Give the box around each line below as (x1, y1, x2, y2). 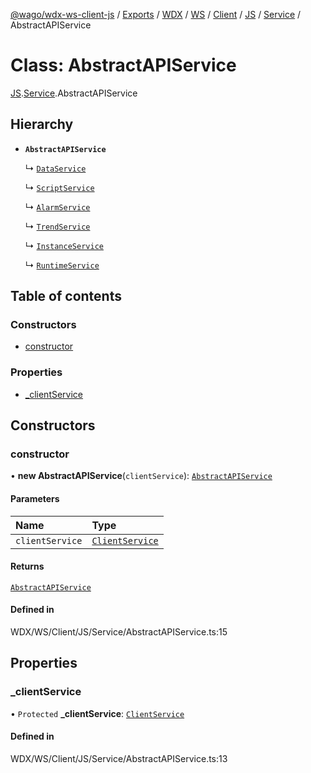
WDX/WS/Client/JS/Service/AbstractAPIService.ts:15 (10, 626, 228, 638)
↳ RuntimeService (24, 259, 100, 271)
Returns (10, 560, 45, 573)
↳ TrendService (24, 220, 91, 232)
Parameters (10, 493, 60, 505)
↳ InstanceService (24, 239, 104, 251)
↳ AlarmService (24, 200, 91, 213)
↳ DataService (24, 162, 87, 174)
